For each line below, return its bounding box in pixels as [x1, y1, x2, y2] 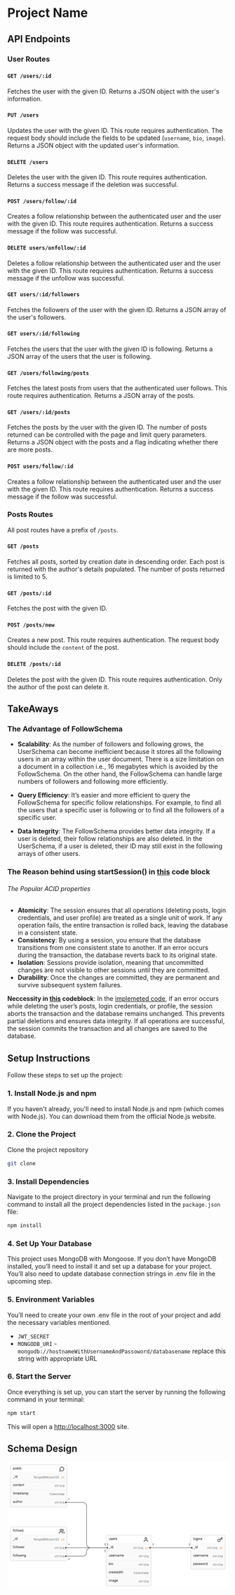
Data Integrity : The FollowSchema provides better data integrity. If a [17, 827, 215, 835]
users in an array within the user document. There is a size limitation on [17, 755, 224, 764]
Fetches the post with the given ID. [7, 604, 107, 613]
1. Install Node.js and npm [7, 1089, 97, 1098]
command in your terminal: [7, 1395, 85, 1404]
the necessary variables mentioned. [7, 1318, 111, 1326]
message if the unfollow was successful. [7, 274, 125, 282]
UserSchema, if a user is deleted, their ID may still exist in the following [17, 842, 223, 850]
